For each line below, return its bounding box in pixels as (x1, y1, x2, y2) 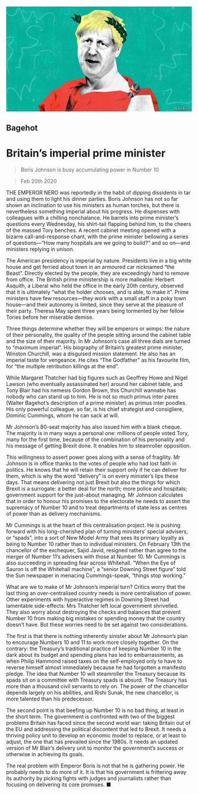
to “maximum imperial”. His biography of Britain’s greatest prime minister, (6, 343, 184, 351)
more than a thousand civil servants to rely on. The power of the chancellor (6, 682, 189, 689)
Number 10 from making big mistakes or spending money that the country (6, 614, 186, 621)
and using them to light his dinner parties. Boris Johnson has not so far (6, 195, 179, 202)
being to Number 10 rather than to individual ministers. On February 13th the (6, 540, 190, 547)
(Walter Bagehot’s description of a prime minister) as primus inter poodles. (6, 399, 187, 406)
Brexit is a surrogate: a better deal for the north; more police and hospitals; (6, 485, 187, 492)
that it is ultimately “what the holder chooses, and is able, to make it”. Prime (6, 288, 189, 296)
